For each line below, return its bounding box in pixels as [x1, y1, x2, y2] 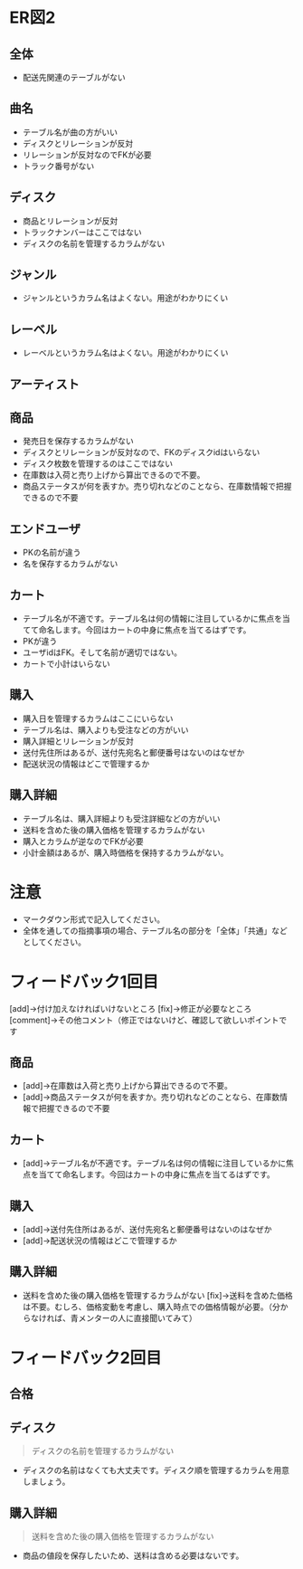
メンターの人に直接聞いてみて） [78, 1312, 197, 1323]
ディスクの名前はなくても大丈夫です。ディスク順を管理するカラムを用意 [22, 1465, 289, 1476]
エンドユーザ [9, 521, 81, 537]
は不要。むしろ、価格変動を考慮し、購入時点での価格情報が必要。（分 [22, 1301, 280, 1312]
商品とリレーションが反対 [22, 215, 118, 226]
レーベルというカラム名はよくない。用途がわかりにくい [22, 347, 229, 358]
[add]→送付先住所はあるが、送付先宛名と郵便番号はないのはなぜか [22, 1224, 273, 1235]
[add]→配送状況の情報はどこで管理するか [22, 1235, 177, 1246]
